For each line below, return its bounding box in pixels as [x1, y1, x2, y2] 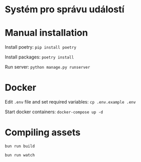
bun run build [5, 144, 35, 149]
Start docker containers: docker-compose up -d [5, 109, 104, 115]
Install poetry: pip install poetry [5, 44, 76, 50]
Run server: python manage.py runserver [5, 64, 90, 70]
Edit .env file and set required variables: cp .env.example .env [5, 99, 136, 105]
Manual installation [5, 27, 88, 39]
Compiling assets [5, 127, 80, 138]
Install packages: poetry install [5, 54, 74, 60]
